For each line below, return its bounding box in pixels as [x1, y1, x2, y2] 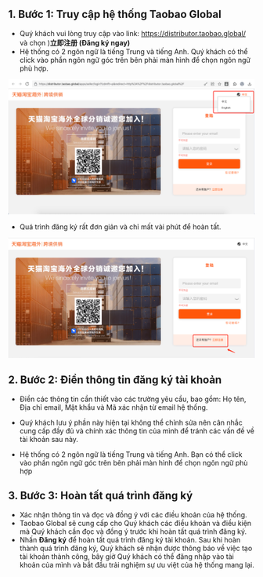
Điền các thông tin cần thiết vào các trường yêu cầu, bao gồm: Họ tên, [19, 394, 247, 404]
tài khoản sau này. [19, 434, 78, 444]
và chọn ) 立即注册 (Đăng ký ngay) [19, 38, 131, 47]
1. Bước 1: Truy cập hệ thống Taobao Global [8, 8, 222, 21]
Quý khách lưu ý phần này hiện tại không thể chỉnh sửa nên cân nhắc [19, 418, 243, 427]
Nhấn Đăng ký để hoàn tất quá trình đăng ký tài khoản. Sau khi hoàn [19, 535, 241, 544]
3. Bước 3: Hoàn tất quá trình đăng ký [8, 489, 193, 502]
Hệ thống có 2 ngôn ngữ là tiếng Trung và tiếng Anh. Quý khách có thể [19, 46, 248, 56]
